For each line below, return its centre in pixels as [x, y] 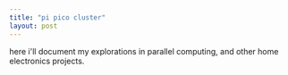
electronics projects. [47, 61]
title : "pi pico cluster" [57, 17]
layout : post [34, 26]
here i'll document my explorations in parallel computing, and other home [144, 51]
